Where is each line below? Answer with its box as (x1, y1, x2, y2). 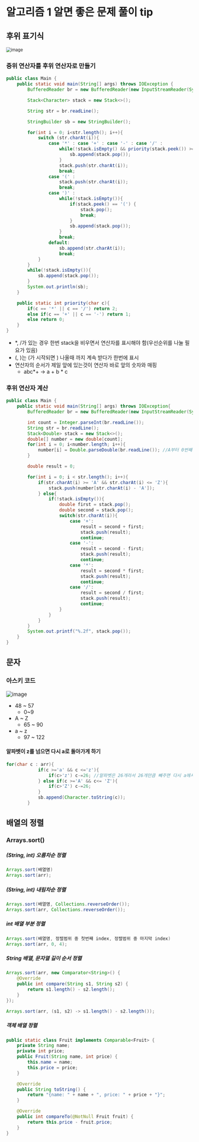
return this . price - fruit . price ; (27, 1119, 113, 1125)
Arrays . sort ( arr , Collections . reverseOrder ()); (6, 906, 126, 912)
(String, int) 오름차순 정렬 (6, 851, 66, 858)
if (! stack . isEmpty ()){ (48, 496, 105, 502)
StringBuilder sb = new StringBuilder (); (27, 119, 131, 125)
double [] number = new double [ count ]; (27, 436, 123, 442)
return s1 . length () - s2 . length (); (27, 987, 115, 993)
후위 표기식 (6, 31, 44, 41)
